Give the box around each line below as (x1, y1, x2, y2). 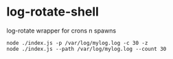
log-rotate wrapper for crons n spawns (6, 26, 117, 35)
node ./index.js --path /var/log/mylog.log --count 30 (6, 45, 167, 52)
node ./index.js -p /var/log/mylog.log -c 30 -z (6, 39, 148, 46)
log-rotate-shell (6, 4, 99, 20)
